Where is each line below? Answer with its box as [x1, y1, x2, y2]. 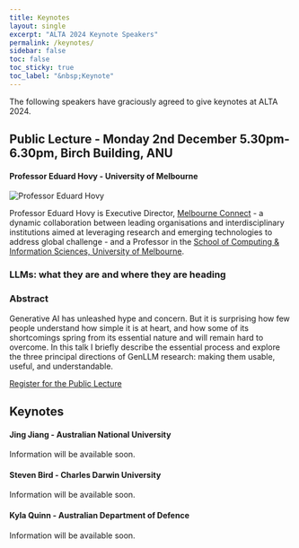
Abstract [9, 292, 49, 305]
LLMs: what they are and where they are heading [9, 268, 226, 281]
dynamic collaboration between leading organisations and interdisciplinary [9, 217, 285, 229]
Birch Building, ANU [60, 145, 173, 161]
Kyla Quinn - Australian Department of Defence [9, 509, 190, 520]
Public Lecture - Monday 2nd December [9, 132, 238, 147]
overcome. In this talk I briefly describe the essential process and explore [9, 342, 281, 352]
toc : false [9, 55, 50, 64]
